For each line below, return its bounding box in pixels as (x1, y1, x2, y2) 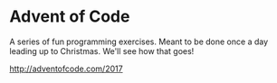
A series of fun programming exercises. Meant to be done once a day (9, 36, 269, 47)
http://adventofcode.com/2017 (9, 63, 124, 74)
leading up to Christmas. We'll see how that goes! (9, 45, 195, 56)
